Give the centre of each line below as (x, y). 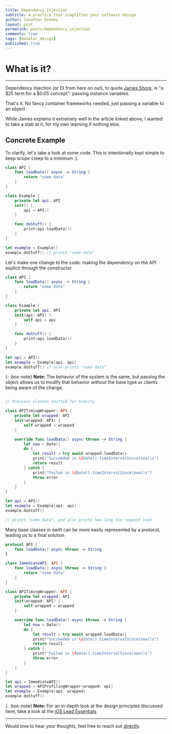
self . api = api (40, 320)
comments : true (21, 34)
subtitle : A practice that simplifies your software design (71, 15)
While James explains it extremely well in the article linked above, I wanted (84, 119)
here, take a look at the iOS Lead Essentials (51, 711)
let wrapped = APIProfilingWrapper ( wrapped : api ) (59, 687)
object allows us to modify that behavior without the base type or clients (81, 382)
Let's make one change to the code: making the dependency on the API (81, 262)
